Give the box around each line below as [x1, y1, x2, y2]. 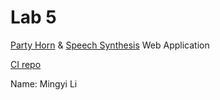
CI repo [10, 58, 42, 70]
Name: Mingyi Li [10, 77, 78, 90]
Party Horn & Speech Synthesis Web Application [10, 39, 210, 51]
